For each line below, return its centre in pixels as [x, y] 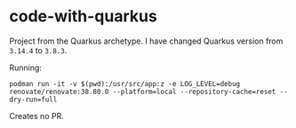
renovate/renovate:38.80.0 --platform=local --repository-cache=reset [143, 92]
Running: [26, 68]
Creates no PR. [36, 116]
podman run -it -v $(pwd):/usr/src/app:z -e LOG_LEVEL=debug [125, 84]
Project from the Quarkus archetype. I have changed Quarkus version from [146, 41]
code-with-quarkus [83, 16]
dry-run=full [33, 100]
